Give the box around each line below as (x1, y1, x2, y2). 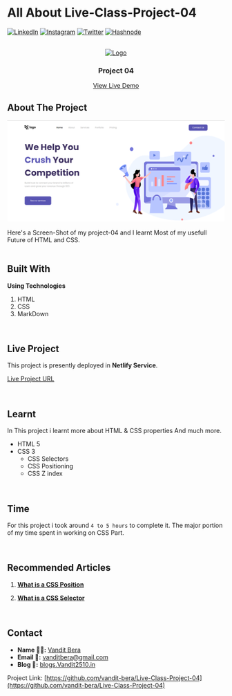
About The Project (7, 102, 88, 113)
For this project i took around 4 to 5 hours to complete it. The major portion (7, 521, 223, 530)
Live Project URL (7, 375, 55, 383)
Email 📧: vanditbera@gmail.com (17, 652, 108, 661)
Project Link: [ (7, 673, 47, 682)
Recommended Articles (7, 562, 111, 574)
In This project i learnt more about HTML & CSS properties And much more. (7, 427, 222, 435)
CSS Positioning (27, 462, 74, 470)
